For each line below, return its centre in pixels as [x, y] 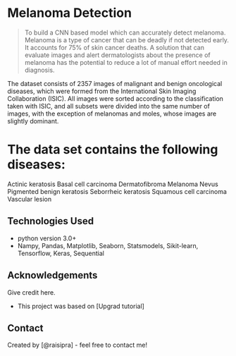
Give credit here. [31, 292]
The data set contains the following [113, 150]
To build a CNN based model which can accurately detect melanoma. [125, 32]
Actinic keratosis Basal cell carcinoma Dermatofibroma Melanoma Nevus [113, 184]
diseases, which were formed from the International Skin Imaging [102, 91]
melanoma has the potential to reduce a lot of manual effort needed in [126, 62]
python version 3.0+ [47, 238]
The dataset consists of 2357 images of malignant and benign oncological [115, 83]
